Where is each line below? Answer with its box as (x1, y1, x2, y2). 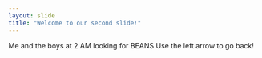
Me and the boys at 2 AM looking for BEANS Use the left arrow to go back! (8, 41, 254, 50)
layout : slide (8, 11, 56, 20)
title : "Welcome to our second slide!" (8, 19, 142, 27)
